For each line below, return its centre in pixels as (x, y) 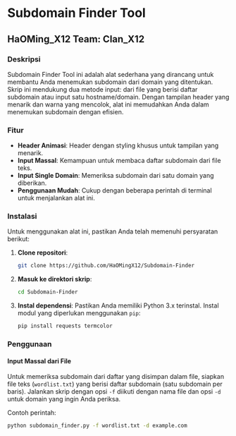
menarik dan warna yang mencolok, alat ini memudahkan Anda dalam (108, 104)
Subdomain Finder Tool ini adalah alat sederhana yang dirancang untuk (111, 74)
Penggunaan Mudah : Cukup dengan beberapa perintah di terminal (115, 190)
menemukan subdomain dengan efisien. (66, 111)
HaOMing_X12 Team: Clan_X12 (76, 39)
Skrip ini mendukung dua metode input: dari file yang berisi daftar (103, 89)
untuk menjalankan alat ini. (56, 198)
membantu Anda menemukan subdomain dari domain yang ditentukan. (110, 82)
